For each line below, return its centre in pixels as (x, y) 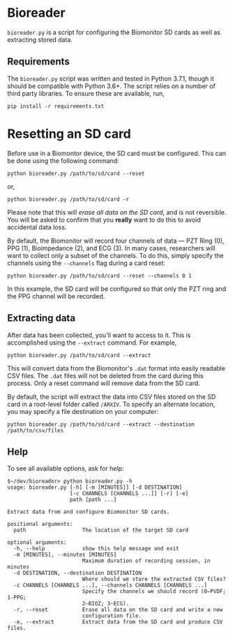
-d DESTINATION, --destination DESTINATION (77, 573)
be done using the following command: (63, 160)
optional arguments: (37, 543)
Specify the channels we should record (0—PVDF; (154, 592)
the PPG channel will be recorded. (56, 296)
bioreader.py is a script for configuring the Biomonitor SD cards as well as (114, 32)
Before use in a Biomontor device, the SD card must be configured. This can (117, 153)
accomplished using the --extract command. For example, (92, 342)
